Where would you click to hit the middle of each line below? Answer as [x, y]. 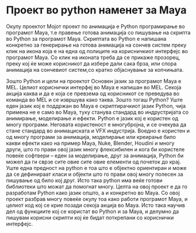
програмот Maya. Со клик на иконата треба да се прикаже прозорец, [93, 57]
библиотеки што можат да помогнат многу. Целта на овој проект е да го [97, 186]
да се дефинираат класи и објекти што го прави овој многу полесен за [94, 174]
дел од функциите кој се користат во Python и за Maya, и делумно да [93, 211]
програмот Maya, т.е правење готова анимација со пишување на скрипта [98, 32]
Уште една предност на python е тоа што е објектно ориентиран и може [97, 168]
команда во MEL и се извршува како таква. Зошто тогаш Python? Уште [94, 99]
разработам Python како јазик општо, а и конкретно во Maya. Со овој [93, 193]
